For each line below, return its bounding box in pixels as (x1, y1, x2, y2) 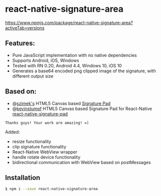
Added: (5, 129, 20, 135)
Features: (5, 39, 35, 48)
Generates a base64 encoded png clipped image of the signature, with (12, 68, 156, 74)
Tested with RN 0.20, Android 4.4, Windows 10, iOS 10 (12, 62, 122, 68)
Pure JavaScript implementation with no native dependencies (12, 52, 137, 58)
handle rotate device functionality (12, 154, 81, 160)
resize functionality (12, 139, 52, 144)
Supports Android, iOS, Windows (12, 57, 79, 63)
